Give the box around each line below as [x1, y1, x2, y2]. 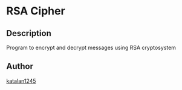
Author [6, 61, 33, 71]
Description [6, 28, 51, 38]
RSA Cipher [6, 4, 65, 18]
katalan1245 [6, 77, 36, 85]
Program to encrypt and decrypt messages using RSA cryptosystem [6, 44, 177, 51]
